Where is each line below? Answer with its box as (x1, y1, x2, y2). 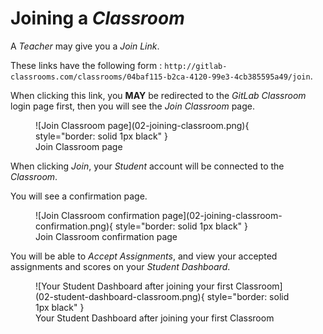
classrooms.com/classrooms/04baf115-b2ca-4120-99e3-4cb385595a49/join (10, 72, 311, 82)
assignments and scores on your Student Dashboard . (10, 260, 231, 272)
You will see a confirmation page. (10, 190, 148, 202)
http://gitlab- (164, 61, 228, 71)
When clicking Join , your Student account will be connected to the (10, 160, 285, 172)
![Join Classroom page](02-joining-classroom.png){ (35, 119, 250, 131)
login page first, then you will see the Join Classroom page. (10, 100, 256, 112)
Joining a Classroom (10, 7, 185, 30)
